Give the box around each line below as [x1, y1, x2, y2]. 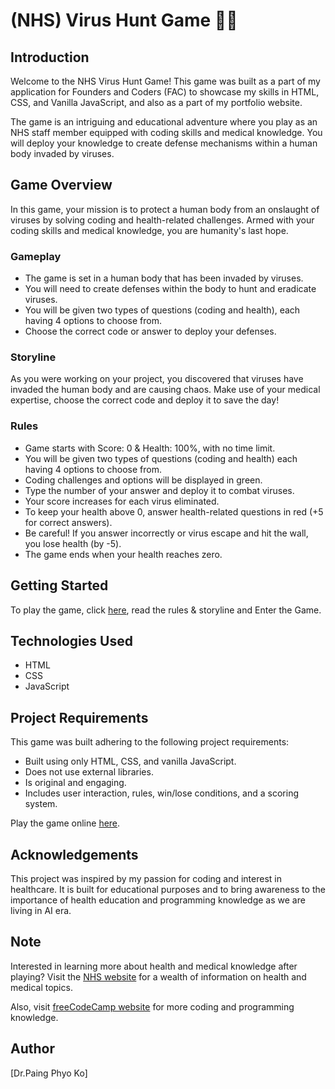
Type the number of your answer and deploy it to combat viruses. [24, 484, 295, 496]
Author [10, 1040, 55, 1058]
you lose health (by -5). [24, 537, 122, 549]
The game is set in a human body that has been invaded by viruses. [24, 272, 304, 284]
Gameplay [10, 249, 62, 263]
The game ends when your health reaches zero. [24, 548, 223, 560]
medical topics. [10, 981, 73, 993]
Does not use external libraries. [24, 766, 154, 778]
